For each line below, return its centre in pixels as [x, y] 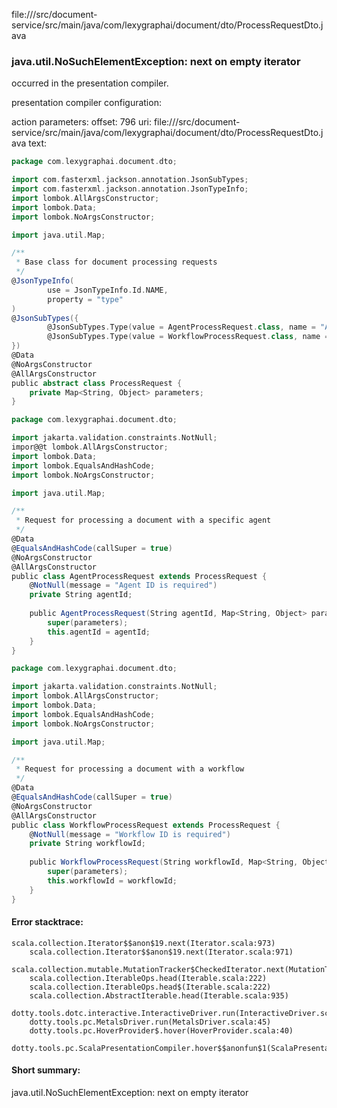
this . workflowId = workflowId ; [112, 880]
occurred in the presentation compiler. [90, 83]
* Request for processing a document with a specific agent [143, 520]
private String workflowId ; [87, 844]
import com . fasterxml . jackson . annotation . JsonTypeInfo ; [130, 189]
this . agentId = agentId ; [99, 632]
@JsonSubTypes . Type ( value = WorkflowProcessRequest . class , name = [188, 337]
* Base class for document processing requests [116, 262]
